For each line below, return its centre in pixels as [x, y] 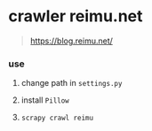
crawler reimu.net [76, 16]
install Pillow [45, 100]
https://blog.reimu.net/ [71, 41]
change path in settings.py [72, 83]
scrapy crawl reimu [57, 118]
